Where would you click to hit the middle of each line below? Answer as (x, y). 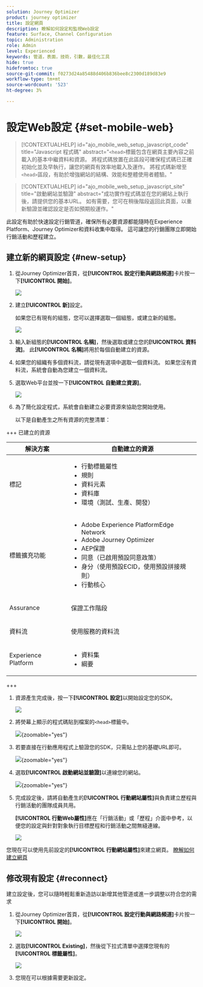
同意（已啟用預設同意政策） (121, 558)
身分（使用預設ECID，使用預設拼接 (130, 567)
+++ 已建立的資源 (28, 432)
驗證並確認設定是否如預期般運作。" (70, 208)
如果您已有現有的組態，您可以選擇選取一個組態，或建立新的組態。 (97, 318)
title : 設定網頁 (25, 23)
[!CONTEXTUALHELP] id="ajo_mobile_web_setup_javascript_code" (105, 144)
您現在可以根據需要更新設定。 (52, 977)
